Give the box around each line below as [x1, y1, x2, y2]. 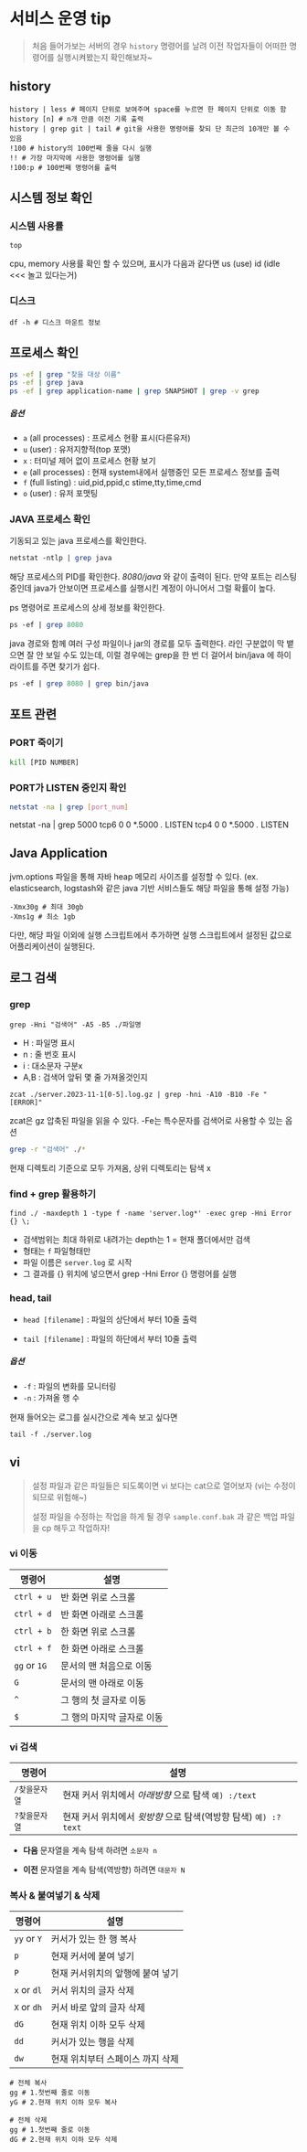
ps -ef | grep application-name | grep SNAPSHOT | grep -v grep [9, 387, 259, 396]
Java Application [9, 846, 108, 861]
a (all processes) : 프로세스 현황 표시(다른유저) [22, 432, 191, 443]
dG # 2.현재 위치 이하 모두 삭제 [9, 2136, 118, 2145]
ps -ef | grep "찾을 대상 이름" [9, 369, 122, 379]
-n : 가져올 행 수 [22, 1391, 80, 1403]
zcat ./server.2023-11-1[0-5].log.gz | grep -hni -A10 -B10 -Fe [9, 1090, 259, 1100]
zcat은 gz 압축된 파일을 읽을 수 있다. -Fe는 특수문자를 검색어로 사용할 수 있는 [9, 1115, 283, 1126]
